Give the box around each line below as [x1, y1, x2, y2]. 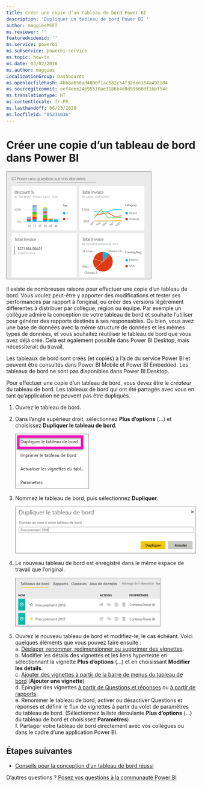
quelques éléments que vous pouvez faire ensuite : [14, 639, 142, 646]
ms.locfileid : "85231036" [6, 112, 71, 118]
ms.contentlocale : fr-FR [6, 99, 69, 105]
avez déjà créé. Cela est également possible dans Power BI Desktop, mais [6, 337, 189, 344]
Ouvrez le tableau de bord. [14, 403, 81, 411]
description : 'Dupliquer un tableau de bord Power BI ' [6, 16, 149, 22]
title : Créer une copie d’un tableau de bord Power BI [6, 10, 147, 16]
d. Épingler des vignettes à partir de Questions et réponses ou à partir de [14, 684, 196, 691]
